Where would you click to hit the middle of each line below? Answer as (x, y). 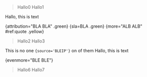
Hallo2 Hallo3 (31, 41)
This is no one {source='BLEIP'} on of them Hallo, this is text (67, 51)
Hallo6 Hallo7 (31, 70)
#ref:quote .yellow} (25, 31)
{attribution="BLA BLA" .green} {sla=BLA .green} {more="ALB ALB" (74, 26)
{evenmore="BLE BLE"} (29, 60)
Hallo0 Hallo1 (30, 7)
